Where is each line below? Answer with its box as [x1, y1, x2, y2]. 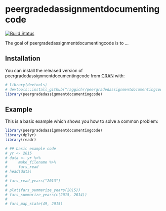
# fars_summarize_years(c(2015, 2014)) [5, 192, 87, 197]
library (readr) [5, 137, 37, 142]
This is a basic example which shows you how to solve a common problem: [5, 118, 158, 124]
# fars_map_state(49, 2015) [5, 202, 63, 207]
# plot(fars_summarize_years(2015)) [5, 187, 81, 193]
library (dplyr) [5, 133, 37, 138]
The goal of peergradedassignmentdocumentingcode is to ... [5, 40, 129, 46]
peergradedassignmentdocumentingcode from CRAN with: [5, 73, 125, 79]
